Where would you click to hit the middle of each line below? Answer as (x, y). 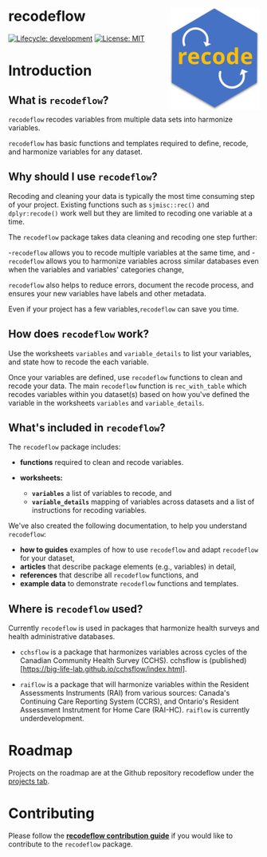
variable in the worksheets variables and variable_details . (106, 403)
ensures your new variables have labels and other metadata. (107, 293)
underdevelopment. (52, 719)
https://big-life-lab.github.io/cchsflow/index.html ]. (105, 669)
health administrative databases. (62, 637)
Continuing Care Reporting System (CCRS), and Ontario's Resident (129, 701)
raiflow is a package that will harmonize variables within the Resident (134, 684)
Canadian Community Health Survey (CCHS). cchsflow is (114, 661)
